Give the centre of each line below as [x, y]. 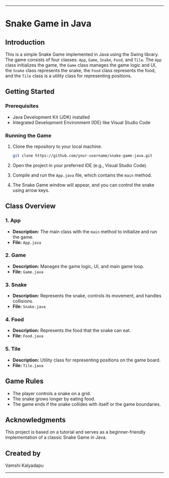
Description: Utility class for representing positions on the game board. [87, 360]
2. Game [16, 255]
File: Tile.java [28, 365]
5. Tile [13, 349]
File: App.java [27, 242]
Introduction [25, 42]
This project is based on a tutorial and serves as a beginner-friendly [75, 432]
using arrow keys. [31, 190]
